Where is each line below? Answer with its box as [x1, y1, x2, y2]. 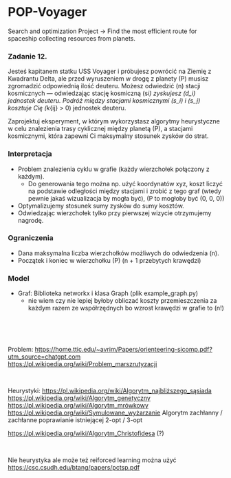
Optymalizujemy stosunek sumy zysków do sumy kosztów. [17, 201, 184, 210]
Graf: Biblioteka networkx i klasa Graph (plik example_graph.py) [17, 289, 199, 297]
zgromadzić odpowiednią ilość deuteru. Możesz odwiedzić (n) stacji [8, 82, 201, 90]
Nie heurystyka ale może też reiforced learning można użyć [8, 456, 177, 464]
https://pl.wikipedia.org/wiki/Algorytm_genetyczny [8, 394, 151, 402]
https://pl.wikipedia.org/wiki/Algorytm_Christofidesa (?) [8, 429, 164, 438]
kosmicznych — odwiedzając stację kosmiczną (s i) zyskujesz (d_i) [8, 89, 196, 97]
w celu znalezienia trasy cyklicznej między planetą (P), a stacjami [8, 125, 193, 133]
